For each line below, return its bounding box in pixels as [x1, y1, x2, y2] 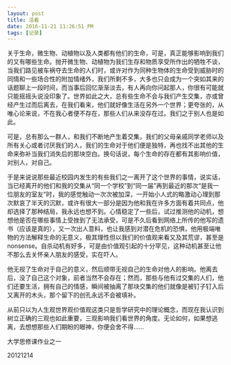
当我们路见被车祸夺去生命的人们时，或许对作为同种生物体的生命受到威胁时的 [7, 66, 224, 74]
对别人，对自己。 [7, 158, 56, 167]
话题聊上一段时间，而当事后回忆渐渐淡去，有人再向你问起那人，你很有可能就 [7, 83, 224, 92]
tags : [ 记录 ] [7, 29, 43, 36]
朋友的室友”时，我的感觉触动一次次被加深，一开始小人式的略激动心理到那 [12, 190, 221, 198]
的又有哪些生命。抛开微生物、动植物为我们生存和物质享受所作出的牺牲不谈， [7, 58, 224, 66]
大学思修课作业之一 [7, 337, 62, 346]
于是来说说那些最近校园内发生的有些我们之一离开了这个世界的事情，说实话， [7, 173, 224, 181]
